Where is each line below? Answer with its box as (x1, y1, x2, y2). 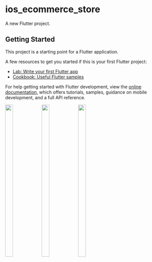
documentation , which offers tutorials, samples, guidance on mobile (5, 89, 147, 95)
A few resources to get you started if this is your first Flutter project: (5, 59, 147, 65)
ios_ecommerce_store (5, 4, 100, 15)
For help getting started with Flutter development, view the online (5, 83, 142, 90)
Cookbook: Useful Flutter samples (12, 74, 84, 80)
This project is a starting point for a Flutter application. (5, 48, 119, 54)
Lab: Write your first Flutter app (12, 68, 79, 74)
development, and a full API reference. (5, 94, 86, 100)
